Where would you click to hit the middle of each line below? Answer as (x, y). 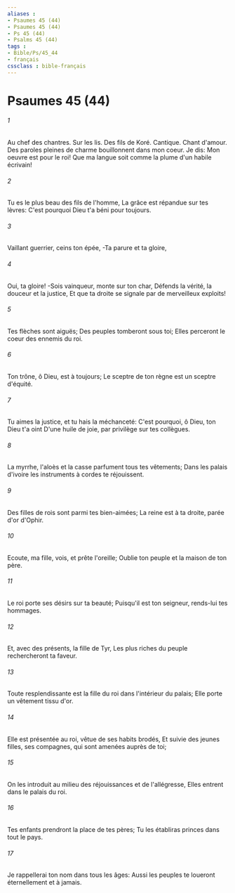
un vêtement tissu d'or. (40, 701)
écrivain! (20, 165)
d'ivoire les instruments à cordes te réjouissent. (76, 474)
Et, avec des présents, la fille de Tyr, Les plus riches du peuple (98, 648)
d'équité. (20, 384)
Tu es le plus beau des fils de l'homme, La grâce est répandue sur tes (108, 203)
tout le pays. (25, 837)
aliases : (22, 14)
